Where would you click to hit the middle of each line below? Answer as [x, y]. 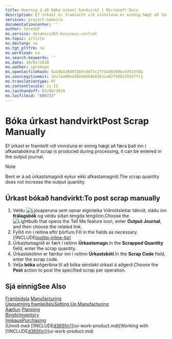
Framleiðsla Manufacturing [34, 298]
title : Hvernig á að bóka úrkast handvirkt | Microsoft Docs [72, 10]
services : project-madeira [34, 19]
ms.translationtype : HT [31, 81]
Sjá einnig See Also [36, 286]
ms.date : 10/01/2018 [27, 62]
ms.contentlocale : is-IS [32, 86]
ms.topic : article [25, 39]
